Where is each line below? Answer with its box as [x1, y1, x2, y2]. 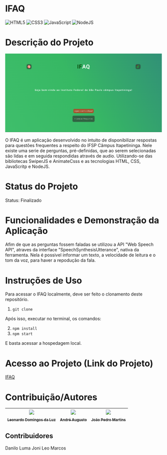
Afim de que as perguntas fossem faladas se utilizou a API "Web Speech [5, 241, 154, 247]
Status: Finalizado [5, 197, 42, 203]
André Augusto [60, 417, 87, 422]
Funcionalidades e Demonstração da [5, 215, 160, 226]
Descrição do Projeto [5, 37, 93, 48]
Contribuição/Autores [5, 391, 98, 403]
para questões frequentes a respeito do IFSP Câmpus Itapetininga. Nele [5, 142, 153, 148]
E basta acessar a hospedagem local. [5, 340, 82, 346]
